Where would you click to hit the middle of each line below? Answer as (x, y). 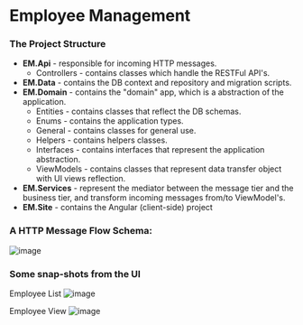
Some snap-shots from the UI (75, 274)
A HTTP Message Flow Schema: (81, 231)
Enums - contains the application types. (110, 121)
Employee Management (100, 16)
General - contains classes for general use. (116, 131)
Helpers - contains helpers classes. (102, 140)
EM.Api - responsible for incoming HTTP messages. (119, 63)
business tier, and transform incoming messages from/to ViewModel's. (154, 198)
